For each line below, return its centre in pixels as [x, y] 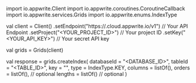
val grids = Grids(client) [35, 50]
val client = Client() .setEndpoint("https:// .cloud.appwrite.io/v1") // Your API [97, 26]
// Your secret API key [83, 39]
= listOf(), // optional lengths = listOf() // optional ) [67, 74]
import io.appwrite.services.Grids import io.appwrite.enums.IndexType [92, 15]
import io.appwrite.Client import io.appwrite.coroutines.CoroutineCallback [96, 9]
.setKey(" [174, 32]
